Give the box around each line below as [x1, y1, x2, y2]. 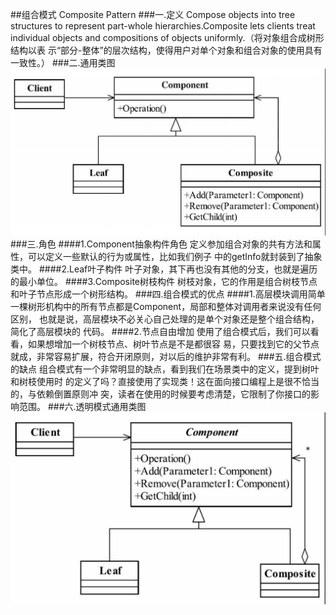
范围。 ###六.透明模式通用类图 [18, 401, 147, 413]
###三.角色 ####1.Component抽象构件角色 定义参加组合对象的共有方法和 [10, 238, 313, 250]
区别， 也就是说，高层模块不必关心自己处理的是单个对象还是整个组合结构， [10, 313, 320, 325]
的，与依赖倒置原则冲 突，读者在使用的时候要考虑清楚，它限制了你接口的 [10, 388, 311, 400]
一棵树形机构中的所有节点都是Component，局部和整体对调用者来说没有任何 [10, 301, 322, 313]
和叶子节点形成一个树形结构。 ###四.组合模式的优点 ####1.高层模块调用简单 [10, 288, 326, 300]
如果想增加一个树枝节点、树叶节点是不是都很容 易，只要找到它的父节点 [27, 338, 320, 350]
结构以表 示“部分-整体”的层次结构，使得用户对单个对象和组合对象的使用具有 [10, 44, 323, 56]
